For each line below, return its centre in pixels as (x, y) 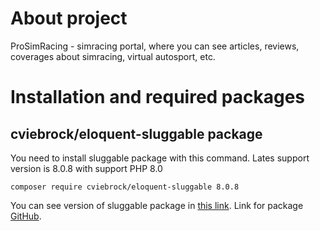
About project (69, 18)
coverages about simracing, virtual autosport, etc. (113, 56)
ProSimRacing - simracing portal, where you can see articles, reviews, (155, 46)
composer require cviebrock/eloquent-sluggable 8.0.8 (125, 187)
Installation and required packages (158, 97)
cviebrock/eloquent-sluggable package (136, 133)
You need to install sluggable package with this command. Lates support (160, 158)
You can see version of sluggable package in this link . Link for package (157, 205)
